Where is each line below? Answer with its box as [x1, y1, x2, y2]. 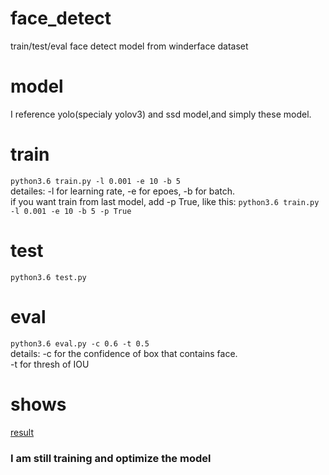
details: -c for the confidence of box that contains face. [10, 347, 238, 359]
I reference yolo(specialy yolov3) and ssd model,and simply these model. [10, 108, 312, 120]
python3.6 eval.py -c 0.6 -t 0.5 [10, 338, 150, 349]
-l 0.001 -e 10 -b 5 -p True [10, 206, 132, 216]
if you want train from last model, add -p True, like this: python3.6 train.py [10, 195, 320, 207]
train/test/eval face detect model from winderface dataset [10, 40, 249, 52]
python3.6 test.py [10, 272, 87, 282]
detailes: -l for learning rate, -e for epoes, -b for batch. [10, 185, 236, 197]
